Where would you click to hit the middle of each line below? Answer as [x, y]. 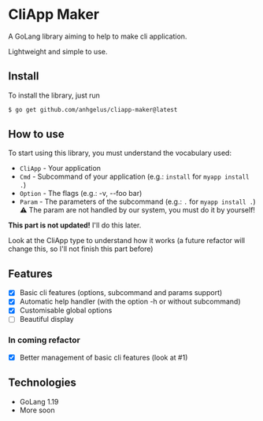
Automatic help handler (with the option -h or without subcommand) [130, 301]
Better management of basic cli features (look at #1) [104, 357]
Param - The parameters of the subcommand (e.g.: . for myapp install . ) [137, 201]
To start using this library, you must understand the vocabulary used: [120, 153]
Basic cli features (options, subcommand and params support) [121, 293]
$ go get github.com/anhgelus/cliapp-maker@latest [93, 109]
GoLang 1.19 [39, 401]
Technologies [43, 383]
